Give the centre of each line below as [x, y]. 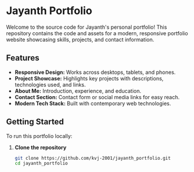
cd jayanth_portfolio [41, 163]
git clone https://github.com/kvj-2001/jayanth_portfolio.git [93, 158]
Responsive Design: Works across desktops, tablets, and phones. [95, 72]
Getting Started [35, 122]
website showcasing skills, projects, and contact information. [80, 39]
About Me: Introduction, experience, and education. [78, 91]
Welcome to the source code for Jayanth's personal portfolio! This [87, 27]
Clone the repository [40, 147]
